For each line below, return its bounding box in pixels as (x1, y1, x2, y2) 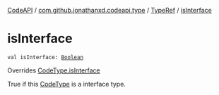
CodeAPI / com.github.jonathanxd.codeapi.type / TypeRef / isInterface (7, 6, 212, 14)
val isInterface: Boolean (7, 53, 83, 61)
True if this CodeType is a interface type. (7, 80, 126, 88)
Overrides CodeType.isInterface (7, 66, 100, 75)
